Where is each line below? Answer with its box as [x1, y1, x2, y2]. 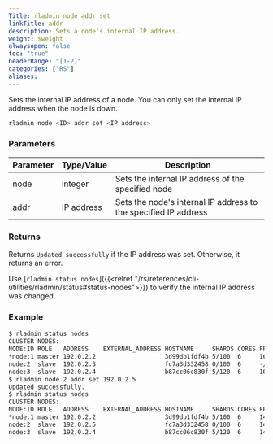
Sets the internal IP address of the [115, 172, 245, 184]
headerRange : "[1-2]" [8, 58, 82, 66]
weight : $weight [8, 34, 63, 43]
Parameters [8, 138, 55, 150]
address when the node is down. [8, 103, 118, 113]
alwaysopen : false [8, 42, 71, 50]
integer [61, 178, 89, 189]
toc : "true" [8, 50, 49, 58]
